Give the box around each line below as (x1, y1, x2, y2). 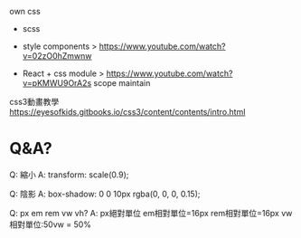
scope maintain (93, 78, 151, 88)
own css (9, 6, 41, 16)
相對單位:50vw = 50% (9, 219, 92, 230)
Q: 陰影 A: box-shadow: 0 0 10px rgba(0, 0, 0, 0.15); (9, 188, 201, 199)
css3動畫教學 (9, 97, 60, 107)
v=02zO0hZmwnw (22, 51, 92, 61)
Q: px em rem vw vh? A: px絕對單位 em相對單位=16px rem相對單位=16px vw (9, 207, 293, 218)
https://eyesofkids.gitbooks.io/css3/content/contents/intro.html (9, 107, 246, 117)
